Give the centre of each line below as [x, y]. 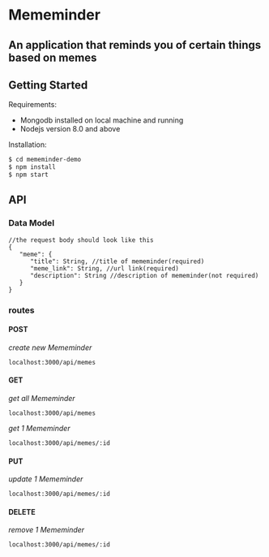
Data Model [32, 223]
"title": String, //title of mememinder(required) [117, 261]
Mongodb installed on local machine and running [102, 120]
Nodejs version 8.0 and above [70, 129]
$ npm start [28, 175]
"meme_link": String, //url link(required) [105, 268]
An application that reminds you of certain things [135, 45]
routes [21, 310]
